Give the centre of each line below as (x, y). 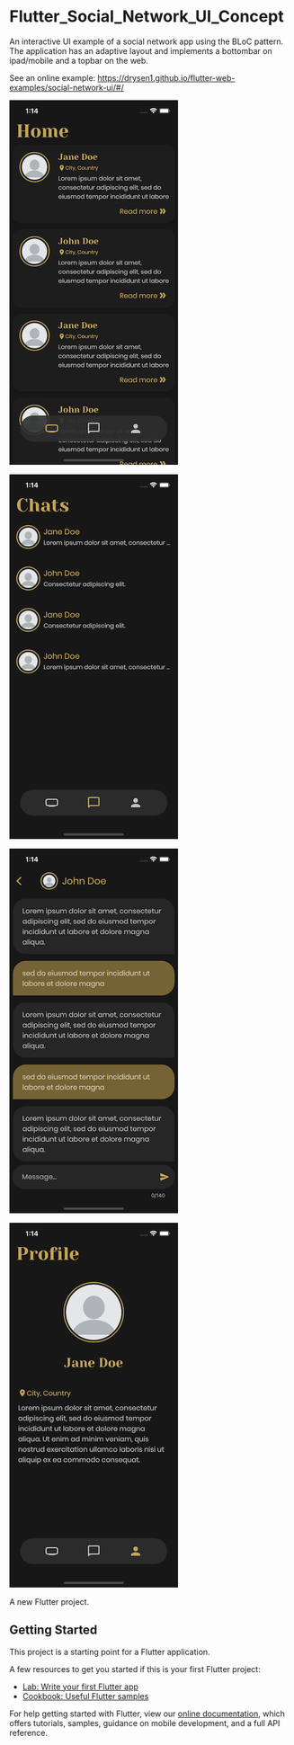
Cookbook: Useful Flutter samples (85, 1696)
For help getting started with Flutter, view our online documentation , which (147, 1714)
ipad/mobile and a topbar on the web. (79, 60)
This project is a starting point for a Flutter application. (110, 1652)
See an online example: (53, 77)
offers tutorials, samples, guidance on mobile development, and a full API (145, 1723)
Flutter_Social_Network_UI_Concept (147, 17)
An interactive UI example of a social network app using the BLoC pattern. (147, 41)
